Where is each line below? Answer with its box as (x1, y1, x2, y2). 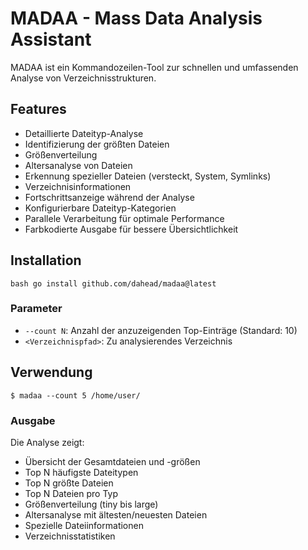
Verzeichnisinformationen (24, 180, 132, 192)
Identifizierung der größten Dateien (24, 138, 170, 150)
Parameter (10, 302, 63, 316)
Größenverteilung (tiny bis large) (24, 498, 159, 510)
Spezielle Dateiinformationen (24, 519, 144, 531)
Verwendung (10, 364, 93, 381)
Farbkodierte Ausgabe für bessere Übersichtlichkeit (24, 223, 239, 235)
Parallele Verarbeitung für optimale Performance (24, 212, 225, 224)
